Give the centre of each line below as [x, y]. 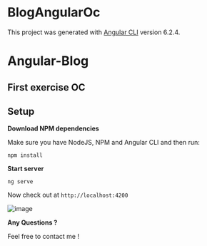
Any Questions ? [32, 222]
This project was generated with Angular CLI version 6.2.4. [94, 32]
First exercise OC [46, 87]
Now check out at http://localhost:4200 [68, 195]
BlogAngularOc [54, 12]
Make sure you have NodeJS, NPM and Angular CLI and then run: [103, 143]
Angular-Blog [48, 61]
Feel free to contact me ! [44, 237]
